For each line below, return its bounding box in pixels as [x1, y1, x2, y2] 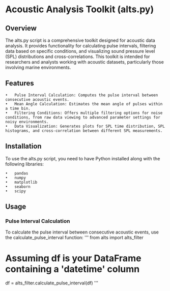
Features [5, 79, 34, 88]
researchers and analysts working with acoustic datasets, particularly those [5, 59, 164, 65]
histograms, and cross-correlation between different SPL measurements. [5, 128, 163, 133]
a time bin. [5, 106, 31, 111]
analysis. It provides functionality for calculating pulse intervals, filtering [5, 43, 156, 49]
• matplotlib [5, 180, 38, 185]
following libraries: [5, 161, 44, 167]
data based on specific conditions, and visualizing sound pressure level [5, 48, 155, 54]
